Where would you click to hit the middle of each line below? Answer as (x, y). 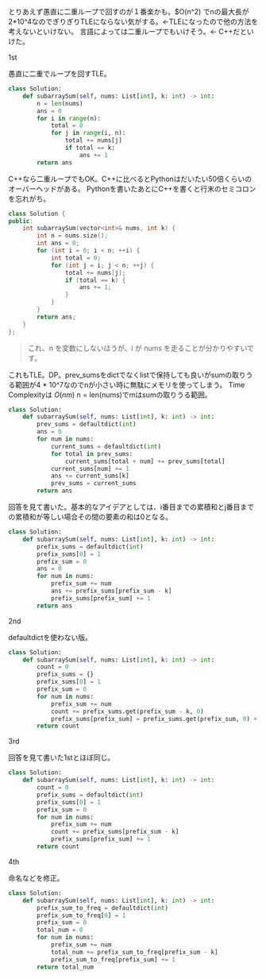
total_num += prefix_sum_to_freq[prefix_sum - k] (134, 952)
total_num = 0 (60, 930)
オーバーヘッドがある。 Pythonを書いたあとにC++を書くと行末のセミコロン (132, 188)
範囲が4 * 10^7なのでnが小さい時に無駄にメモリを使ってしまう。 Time (130, 384)
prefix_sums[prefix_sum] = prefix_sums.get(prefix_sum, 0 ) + (154, 719)
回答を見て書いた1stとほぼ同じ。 (62, 757)
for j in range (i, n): (88, 133)
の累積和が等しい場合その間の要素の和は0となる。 (91, 517)
